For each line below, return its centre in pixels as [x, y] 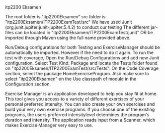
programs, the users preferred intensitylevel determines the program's [77, 115]
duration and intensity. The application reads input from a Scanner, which [80, 120]
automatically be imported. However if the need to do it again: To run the [80, 52]
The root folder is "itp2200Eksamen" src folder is [55, 17]
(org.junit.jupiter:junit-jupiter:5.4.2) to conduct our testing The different [78, 27]
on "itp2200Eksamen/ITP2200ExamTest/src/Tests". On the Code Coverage [82, 68]
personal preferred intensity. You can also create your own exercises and [80, 104]
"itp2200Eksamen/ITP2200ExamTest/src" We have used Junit [69, 22]
